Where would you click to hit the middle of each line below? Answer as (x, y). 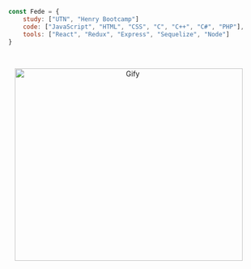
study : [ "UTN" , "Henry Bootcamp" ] (81, 19)
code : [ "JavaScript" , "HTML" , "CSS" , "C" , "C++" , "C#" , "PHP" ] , (133, 27)
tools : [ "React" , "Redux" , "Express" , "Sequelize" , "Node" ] (126, 34)
